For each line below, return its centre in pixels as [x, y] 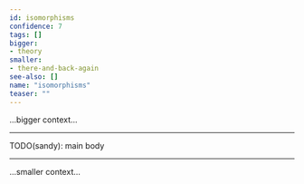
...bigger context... [44, 120]
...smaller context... [45, 171]
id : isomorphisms [42, 18]
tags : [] [26, 34]
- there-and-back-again [54, 69]
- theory [26, 52]
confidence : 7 [36, 26]
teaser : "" [30, 93]
